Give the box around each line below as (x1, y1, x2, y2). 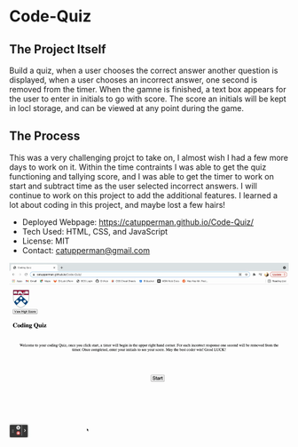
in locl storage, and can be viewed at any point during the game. (9, 103, 244, 113)
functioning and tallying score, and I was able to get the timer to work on (9, 171, 275, 181)
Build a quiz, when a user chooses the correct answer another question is (9, 65, 278, 76)
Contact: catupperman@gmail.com (21, 244, 151, 255)
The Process (9, 129, 81, 144)
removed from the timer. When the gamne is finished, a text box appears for (9, 84, 286, 94)
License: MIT (21, 235, 70, 246)
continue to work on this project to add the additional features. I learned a (9, 189, 278, 201)
